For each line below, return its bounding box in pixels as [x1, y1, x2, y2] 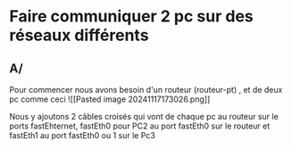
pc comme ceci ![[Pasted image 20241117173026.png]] [9, 94, 211, 104]
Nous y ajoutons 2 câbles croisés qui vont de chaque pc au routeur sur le [9, 112, 279, 121]
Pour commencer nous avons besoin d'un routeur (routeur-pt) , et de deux [9, 85, 283, 95]
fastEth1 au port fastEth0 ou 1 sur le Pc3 [9, 130, 156, 140]
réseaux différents [9, 25, 149, 46]
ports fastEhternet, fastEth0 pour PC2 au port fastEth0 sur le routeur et [9, 120, 271, 131]
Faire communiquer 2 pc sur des [9, 6, 254, 27]
